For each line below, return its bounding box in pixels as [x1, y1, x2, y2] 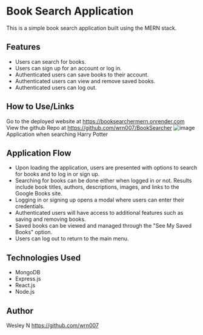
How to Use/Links [6, 101, 75, 112]
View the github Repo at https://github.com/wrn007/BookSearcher [6, 124, 173, 131]
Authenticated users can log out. [15, 84, 97, 91]
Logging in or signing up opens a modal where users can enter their [15, 196, 185, 204]
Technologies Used [6, 252, 81, 263]
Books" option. [15, 229, 53, 236]
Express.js [15, 275, 41, 283]
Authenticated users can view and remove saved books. [15, 77, 156, 84]
